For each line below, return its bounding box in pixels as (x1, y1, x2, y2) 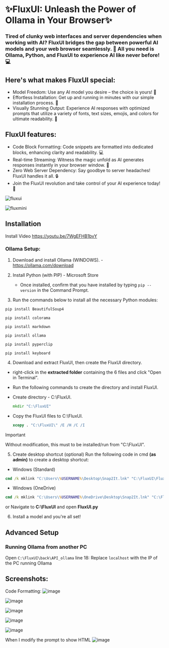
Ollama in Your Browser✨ (5, 15, 112, 26)
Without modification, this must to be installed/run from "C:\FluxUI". (5, 441, 145, 447)
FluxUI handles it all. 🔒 (12, 173, 59, 179)
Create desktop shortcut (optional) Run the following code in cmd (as (12, 451, 156, 457)
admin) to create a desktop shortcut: (12, 456, 89, 462)
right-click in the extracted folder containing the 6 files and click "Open (12, 369, 161, 375)
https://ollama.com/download (12, 262, 74, 268)
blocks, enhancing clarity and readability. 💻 (12, 149, 104, 155)
